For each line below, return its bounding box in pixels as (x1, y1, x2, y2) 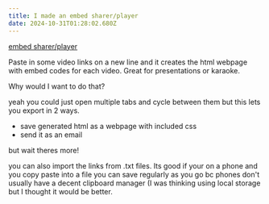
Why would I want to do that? (8, 81, 106, 91)
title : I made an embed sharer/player (8, 11, 139, 20)
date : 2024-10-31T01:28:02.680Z (8, 19, 117, 27)
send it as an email (19, 130, 83, 139)
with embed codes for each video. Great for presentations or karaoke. (8, 65, 240, 75)
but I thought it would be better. (8, 186, 113, 196)
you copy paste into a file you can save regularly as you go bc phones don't (8, 169, 260, 179)
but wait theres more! (8, 145, 80, 155)
